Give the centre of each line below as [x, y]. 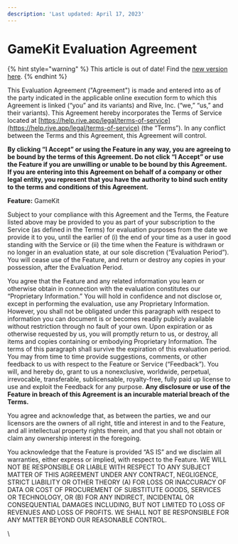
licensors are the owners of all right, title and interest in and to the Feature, [117, 423]
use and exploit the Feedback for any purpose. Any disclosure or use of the [119, 386]
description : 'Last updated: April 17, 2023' [76, 14]
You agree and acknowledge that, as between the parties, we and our [109, 415]
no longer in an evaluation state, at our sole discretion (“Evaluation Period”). [118, 252]
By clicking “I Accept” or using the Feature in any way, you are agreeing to [119, 149]
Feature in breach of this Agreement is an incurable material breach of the [119, 394]
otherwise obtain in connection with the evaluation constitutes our [104, 288]
